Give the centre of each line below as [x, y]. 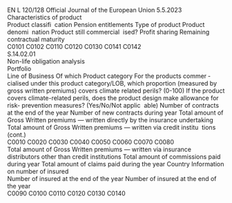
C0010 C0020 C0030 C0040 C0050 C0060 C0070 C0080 [91, 142]
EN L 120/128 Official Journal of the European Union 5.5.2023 [95, 10]
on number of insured [38, 171]
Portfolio [19, 69]
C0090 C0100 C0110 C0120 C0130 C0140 [66, 193]
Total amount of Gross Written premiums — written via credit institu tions [112, 127]
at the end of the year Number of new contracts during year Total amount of [115, 113]
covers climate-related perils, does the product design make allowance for [113, 98]
